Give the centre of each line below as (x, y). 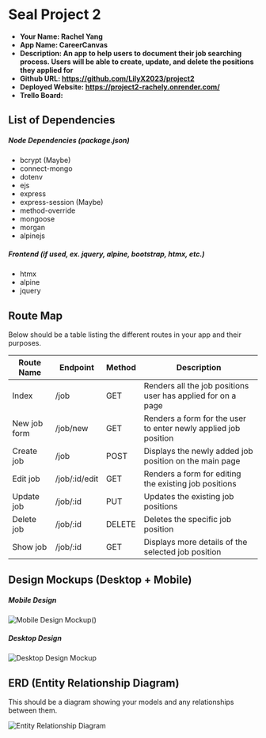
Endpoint (77, 368)
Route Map (36, 315)
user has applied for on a (190, 395)
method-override (47, 210)
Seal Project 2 (55, 15)
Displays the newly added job (198, 451)
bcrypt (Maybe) (45, 161)
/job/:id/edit (77, 479)
